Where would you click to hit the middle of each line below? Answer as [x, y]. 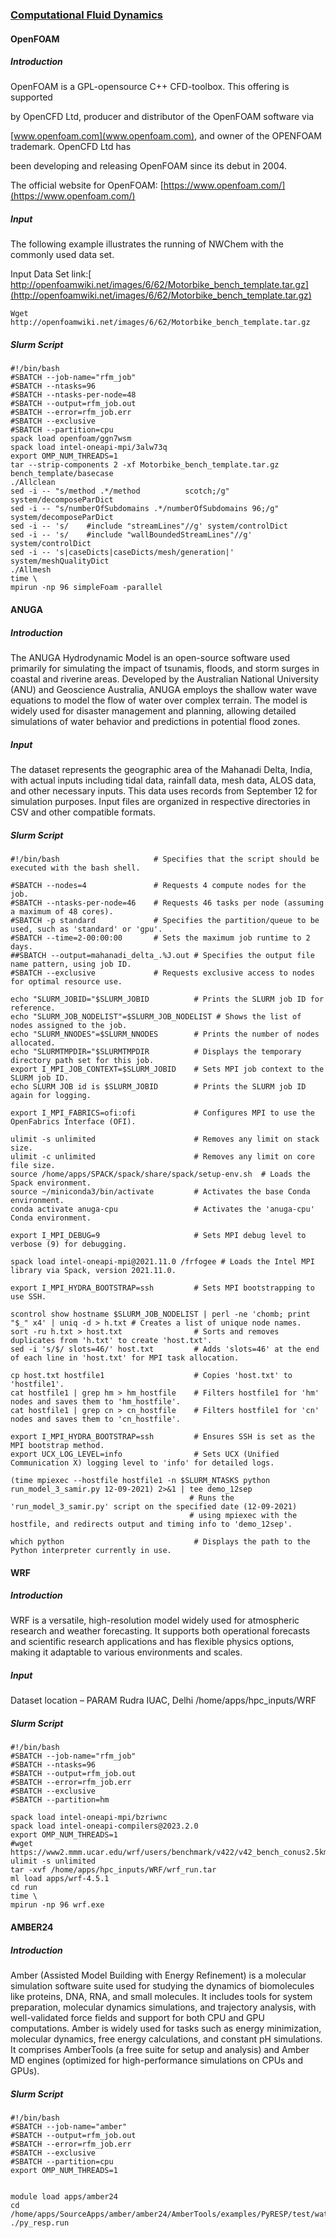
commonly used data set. [62, 255]
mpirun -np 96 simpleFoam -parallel [86, 588]
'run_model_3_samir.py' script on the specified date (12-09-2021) [154, 1506]
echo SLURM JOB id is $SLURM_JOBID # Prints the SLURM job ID [158, 1086]
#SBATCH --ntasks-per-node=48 [73, 395]
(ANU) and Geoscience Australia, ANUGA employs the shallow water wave [164, 689]
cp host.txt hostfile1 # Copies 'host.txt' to [151, 1375]
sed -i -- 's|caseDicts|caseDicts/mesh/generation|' [122, 553]
